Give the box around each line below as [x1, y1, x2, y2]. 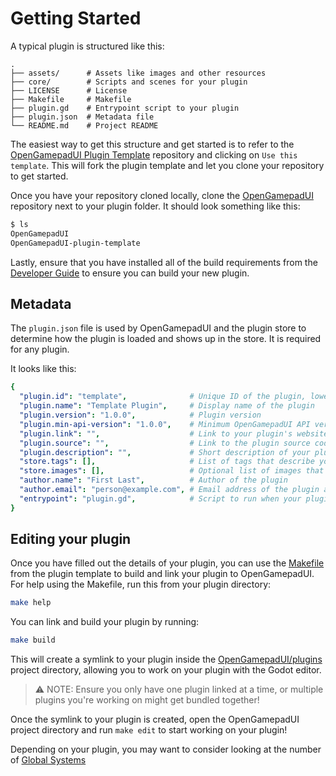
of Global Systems [10, 754, 87, 766]
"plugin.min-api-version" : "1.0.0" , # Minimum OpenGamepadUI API [19, 419, 311, 429]
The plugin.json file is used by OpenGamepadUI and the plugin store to [10, 322, 307, 334]
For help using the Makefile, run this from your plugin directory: [10, 578, 272, 591]
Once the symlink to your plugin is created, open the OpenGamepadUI [10, 713, 300, 726]
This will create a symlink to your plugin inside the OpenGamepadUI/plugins [10, 653, 323, 666]
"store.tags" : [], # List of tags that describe [19, 457, 315, 467]
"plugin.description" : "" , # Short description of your [19, 447, 311, 457]
